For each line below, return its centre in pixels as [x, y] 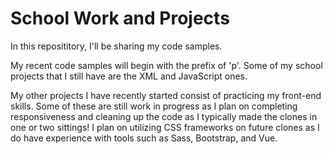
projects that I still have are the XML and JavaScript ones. [129, 76]
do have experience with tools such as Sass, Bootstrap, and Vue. [144, 138]
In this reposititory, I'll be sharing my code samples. [116, 46]
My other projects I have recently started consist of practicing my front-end [166, 95]
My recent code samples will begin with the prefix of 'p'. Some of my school [166, 65]
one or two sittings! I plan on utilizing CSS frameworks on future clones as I [165, 127]
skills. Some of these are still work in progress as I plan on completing [154, 106]
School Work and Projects [120, 18]
